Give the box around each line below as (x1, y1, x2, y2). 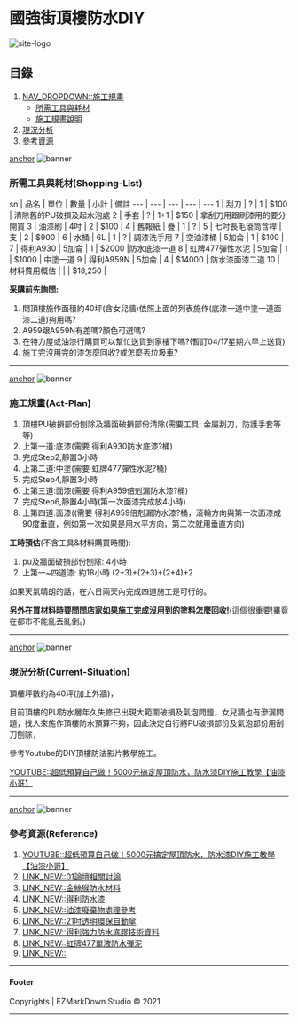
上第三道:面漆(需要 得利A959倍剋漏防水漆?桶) (21, 485, 189, 496)
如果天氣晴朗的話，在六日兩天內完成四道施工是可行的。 (9, 586, 211, 597)
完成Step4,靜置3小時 (21, 474, 98, 485)
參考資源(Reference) (9, 827, 98, 840)
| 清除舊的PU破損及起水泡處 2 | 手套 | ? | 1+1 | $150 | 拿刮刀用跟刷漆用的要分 (9, 210, 286, 221)
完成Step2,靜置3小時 (21, 452, 98, 463)
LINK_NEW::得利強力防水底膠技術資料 (21, 926, 160, 937)
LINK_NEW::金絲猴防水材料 (21, 882, 122, 893)
